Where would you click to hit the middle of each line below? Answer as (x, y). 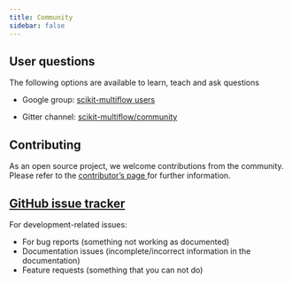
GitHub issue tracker (67, 203)
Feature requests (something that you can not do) (112, 270)
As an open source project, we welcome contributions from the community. (147, 166)
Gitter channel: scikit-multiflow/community (100, 117)
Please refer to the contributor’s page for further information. (120, 176)
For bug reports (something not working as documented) (126, 242)
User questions (52, 61)
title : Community (41, 17)
